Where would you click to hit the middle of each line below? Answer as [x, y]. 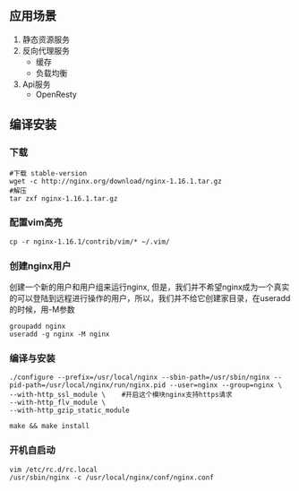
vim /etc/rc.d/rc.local [54, 469]
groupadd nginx [38, 327]
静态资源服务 [46, 39]
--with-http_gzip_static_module [69, 410]
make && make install [50, 426]
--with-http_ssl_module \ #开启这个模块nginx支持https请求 [121, 395]
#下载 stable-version [48, 173]
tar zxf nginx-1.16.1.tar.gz [64, 198]
